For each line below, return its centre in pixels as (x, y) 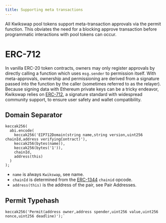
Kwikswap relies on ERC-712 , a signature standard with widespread (74, 94)
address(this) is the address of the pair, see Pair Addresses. (74, 185)
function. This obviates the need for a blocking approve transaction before (81, 29)
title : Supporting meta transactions (44, 10)
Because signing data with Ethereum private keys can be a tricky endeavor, (82, 89)
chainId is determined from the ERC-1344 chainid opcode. (72, 180)
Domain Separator (34, 115)
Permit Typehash (32, 201)
